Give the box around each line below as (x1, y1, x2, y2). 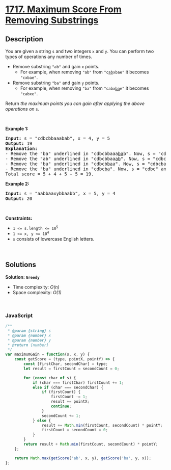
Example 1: (5, 126, 29, 132)
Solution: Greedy (5, 274, 40, 280)
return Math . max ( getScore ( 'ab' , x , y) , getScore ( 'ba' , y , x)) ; (14, 455, 152, 461)
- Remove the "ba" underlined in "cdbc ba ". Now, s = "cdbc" (5, 166, 159, 172)
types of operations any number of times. (5, 54, 93, 60)
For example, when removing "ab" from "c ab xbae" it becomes (20, 69, 149, 75)
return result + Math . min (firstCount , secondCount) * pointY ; (23, 442, 158, 447)
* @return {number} (7, 343, 49, 348)
